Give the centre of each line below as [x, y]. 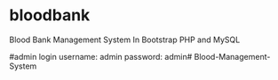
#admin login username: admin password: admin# [101, 56]
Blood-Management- [232, 56]
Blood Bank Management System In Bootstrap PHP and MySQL [125, 40]
